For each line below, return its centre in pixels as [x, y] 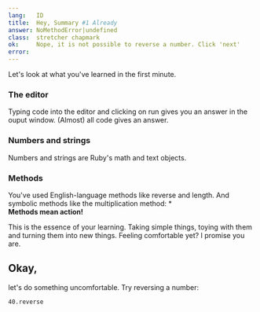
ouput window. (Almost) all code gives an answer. [88, 120]
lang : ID [26, 15]
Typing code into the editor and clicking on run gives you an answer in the [128, 112]
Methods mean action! [46, 211]
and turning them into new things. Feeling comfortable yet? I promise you [126, 235]
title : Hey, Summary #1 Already [63, 23]
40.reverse [26, 302]
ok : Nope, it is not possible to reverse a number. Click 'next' [125, 45]
